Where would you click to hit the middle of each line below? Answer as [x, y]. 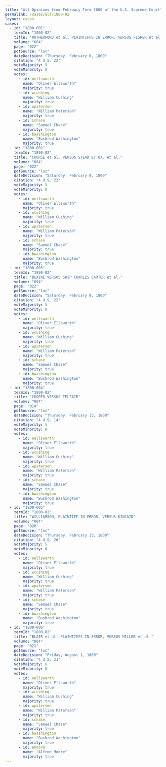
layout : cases [20, 19]
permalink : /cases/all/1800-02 [37, 14]
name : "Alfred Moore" [45, 752]
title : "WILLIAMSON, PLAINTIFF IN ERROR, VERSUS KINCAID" [75, 517]
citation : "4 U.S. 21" [37, 660]
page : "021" [26, 646]
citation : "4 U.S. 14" [37, 420]
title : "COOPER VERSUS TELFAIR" [47, 397]
